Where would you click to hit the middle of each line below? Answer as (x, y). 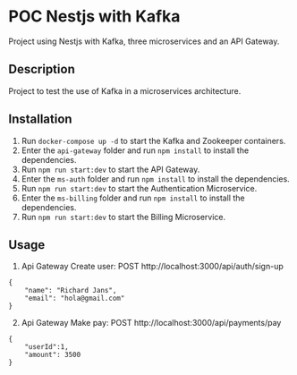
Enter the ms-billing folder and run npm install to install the (133, 198)
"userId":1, (47, 347)
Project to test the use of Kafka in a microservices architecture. (125, 90)
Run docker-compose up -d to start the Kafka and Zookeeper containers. (153, 141)
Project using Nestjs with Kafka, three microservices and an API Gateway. (144, 41)
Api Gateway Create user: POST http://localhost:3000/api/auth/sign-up (152, 267)
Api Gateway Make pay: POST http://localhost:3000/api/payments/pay (151, 323)
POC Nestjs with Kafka (94, 17)
